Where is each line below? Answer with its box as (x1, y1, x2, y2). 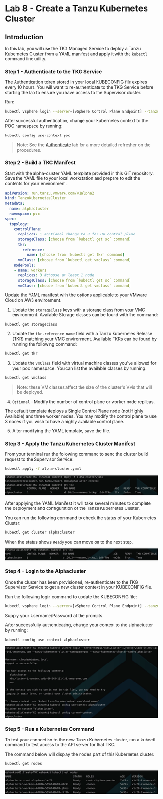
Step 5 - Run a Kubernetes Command (5, 725, 95, 732)
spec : (5, 216, 16, 221)
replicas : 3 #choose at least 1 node (17, 273, 95, 278)
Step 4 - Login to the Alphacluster (5, 568, 86, 575)
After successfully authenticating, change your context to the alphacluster (5, 622, 153, 628)
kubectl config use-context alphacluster (5, 637, 90, 642)
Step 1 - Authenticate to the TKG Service (5, 68, 102, 75)
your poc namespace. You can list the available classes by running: (12, 365, 147, 371)
